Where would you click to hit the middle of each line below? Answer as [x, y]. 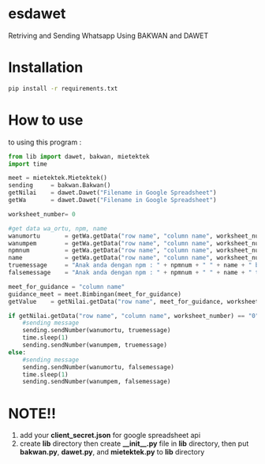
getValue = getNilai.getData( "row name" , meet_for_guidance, [116, 301]
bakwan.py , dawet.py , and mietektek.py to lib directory [112, 452]
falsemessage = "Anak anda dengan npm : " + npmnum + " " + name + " [130, 273]
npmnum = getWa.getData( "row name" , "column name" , [111, 251]
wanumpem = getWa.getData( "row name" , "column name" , [111, 243]
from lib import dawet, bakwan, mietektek [79, 156]
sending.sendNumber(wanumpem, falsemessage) [97, 382]
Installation [46, 67]
